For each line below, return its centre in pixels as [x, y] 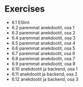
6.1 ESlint [20, 22]
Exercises [25, 9]
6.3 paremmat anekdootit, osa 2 [43, 33]
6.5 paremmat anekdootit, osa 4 [43, 43]
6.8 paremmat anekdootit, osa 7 [43, 58]
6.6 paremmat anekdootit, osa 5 [43, 48]
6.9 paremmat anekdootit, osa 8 [43, 64]
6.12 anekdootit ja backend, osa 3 [45, 79]
